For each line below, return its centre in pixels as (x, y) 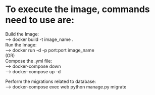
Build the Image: (22, 34)
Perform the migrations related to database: (51, 81)
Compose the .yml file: (29, 61)
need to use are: (40, 20)
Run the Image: (21, 44)
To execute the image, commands (77, 9)
